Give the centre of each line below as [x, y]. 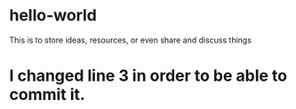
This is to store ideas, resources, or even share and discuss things [130, 40]
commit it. [48, 95]
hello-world [53, 16]
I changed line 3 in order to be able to [148, 76]
